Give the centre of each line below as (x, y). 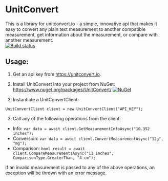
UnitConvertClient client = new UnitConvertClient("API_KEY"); (74, 109)
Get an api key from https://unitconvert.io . (57, 74)
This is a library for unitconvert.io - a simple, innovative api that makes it (81, 24)
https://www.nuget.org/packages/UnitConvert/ (62, 89)
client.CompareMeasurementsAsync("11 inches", (63, 153)
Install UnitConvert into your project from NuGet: (64, 84)
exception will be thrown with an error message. (56, 173)
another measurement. (29, 40)
